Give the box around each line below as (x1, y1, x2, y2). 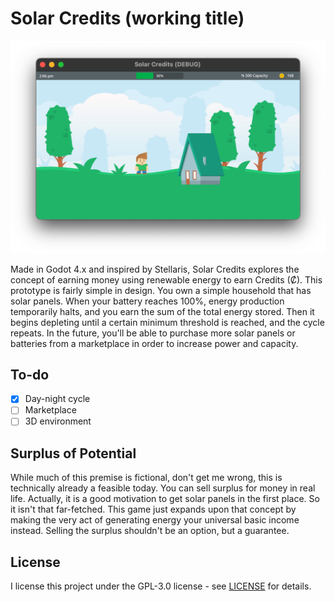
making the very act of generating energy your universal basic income (10, 514, 300, 526)
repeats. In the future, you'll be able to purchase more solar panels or (10, 327, 296, 339)
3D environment (24, 415, 92, 427)
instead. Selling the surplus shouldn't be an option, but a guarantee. (10, 525, 290, 537)
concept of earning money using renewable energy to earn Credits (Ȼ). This (10, 273, 323, 286)
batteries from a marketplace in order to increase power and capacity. (10, 337, 299, 349)
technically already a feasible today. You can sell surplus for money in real (10, 482, 316, 494)
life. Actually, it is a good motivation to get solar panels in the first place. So (10, 493, 320, 505)
